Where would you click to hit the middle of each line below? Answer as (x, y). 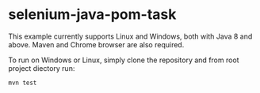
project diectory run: (42, 68)
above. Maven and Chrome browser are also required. (96, 44)
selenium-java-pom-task (92, 15)
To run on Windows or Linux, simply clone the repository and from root (124, 60)
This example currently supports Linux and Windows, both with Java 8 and (130, 36)
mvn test (23, 83)
